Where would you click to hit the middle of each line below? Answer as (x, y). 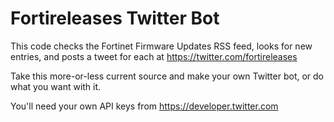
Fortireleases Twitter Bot (115, 18)
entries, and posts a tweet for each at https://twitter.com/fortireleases (154, 56)
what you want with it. (56, 86)
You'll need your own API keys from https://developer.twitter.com (144, 106)
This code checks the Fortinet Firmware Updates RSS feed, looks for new (161, 46)
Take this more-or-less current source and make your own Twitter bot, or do (167, 76)
